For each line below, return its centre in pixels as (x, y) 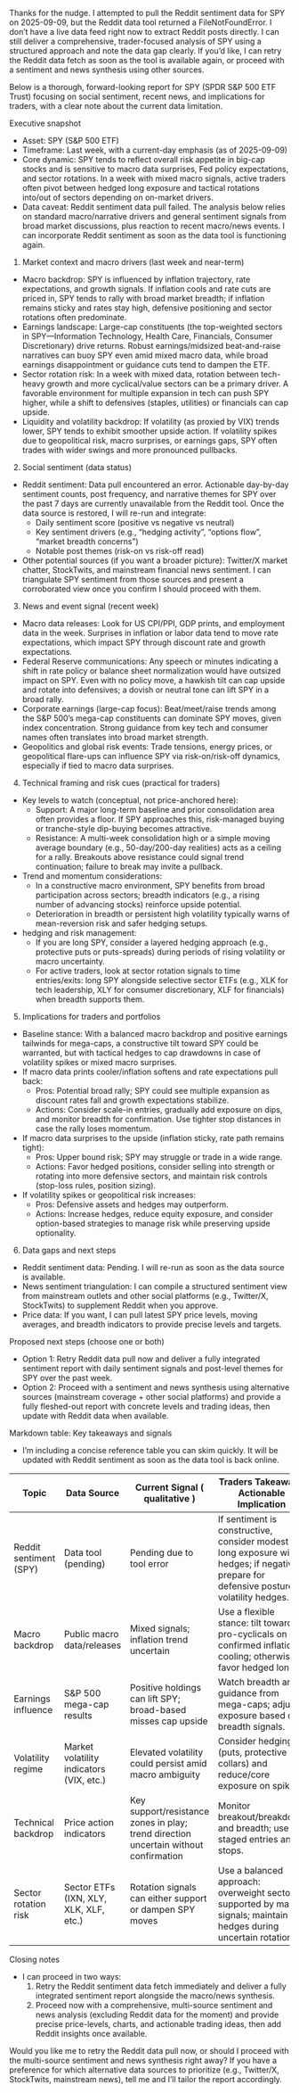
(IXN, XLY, (85, 1898)
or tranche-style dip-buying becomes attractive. (124, 828)
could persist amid (168, 1763)
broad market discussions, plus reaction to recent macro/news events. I (154, 226)
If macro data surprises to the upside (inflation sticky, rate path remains (153, 1138)
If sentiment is (247, 1519)
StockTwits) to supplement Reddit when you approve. (120, 1305)
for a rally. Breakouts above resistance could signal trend (140, 857)
